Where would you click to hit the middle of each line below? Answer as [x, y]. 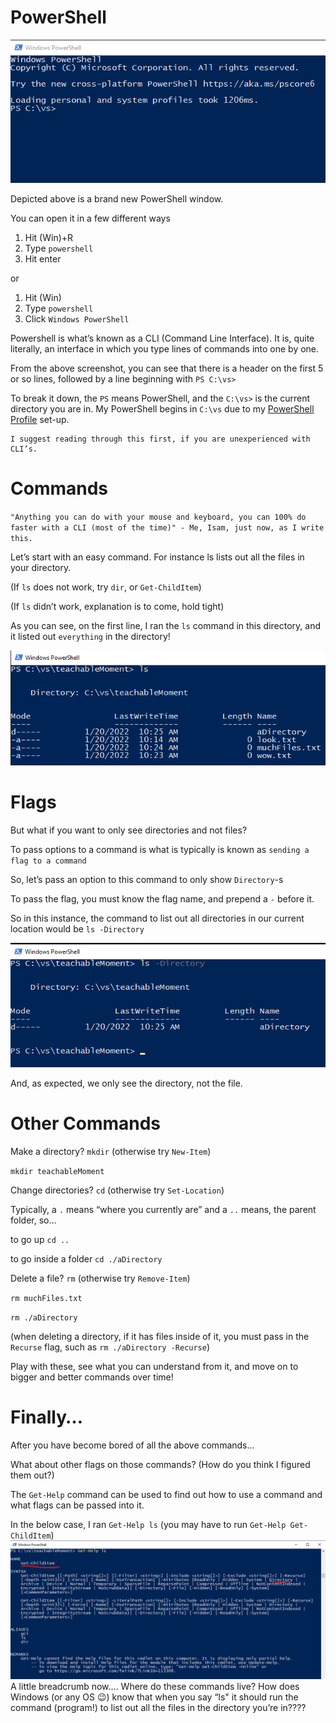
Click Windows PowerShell [77, 318]
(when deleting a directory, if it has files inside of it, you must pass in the [160, 1337]
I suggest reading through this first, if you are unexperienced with [160, 439]
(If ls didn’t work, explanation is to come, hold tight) [117, 606]
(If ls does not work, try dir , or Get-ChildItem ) [106, 587]
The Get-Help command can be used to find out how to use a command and [166, 1495]
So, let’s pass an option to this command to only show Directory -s [147, 879]
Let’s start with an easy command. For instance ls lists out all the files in [157, 557]
